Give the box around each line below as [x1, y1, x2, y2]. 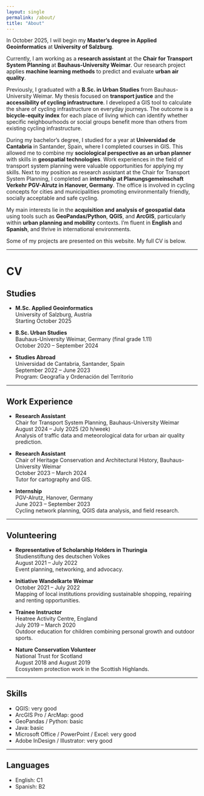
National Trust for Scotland [15, 653, 83, 659]
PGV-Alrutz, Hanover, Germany [15, 494, 93, 501]
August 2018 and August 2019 [15, 659, 91, 666]
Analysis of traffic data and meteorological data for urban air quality [15, 432, 185, 439]
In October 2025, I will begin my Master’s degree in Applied [6, 37, 157, 44]
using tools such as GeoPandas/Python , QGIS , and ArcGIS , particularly [6, 213, 186, 220]
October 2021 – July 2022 [15, 584, 80, 591]
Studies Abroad [15, 354, 56, 361]
